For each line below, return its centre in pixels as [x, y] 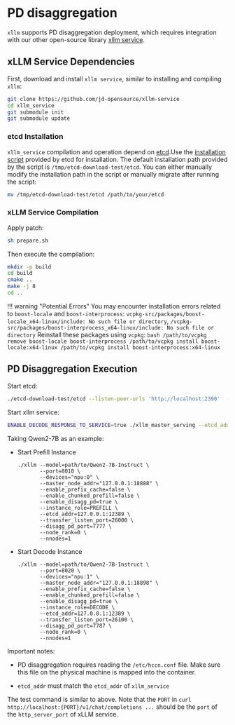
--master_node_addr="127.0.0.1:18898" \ [99, 583]
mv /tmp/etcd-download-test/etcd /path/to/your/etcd [86, 194]
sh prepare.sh [28, 240]
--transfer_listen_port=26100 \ [87, 619]
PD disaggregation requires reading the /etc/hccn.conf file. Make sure [119, 665]
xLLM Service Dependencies [71, 62]
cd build [20, 273]
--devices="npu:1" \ [69, 576]
